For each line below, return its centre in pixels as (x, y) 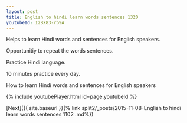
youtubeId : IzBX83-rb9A (35, 22)
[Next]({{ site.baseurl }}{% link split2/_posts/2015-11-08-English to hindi (93, 108)
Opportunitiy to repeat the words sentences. (60, 51)
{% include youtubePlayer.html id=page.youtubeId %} (72, 97)
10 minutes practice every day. (43, 74)
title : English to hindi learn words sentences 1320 (72, 17)
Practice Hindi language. (36, 62)
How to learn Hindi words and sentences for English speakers (81, 85)
